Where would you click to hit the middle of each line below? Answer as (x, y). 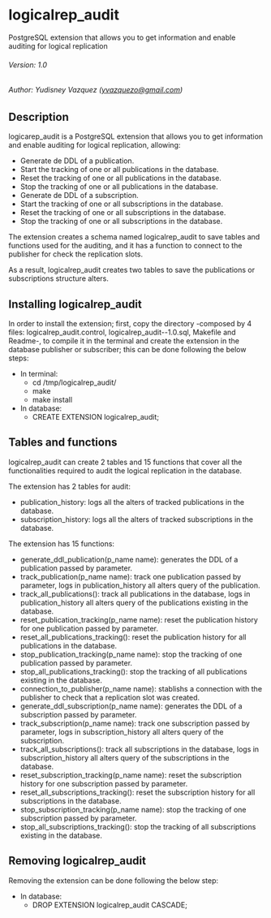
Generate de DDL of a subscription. (80, 196)
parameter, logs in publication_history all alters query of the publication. (140, 585)
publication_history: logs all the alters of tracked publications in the (132, 502)
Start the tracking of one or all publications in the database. (119, 170)
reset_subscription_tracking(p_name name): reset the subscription (131, 775)
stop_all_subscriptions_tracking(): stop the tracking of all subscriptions (138, 826)
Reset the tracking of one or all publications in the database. (120, 178)
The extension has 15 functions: (62, 543)
